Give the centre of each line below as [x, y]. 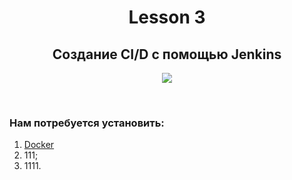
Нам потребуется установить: [87, 123]
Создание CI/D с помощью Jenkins [167, 54]
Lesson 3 [167, 17]
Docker [39, 145]
